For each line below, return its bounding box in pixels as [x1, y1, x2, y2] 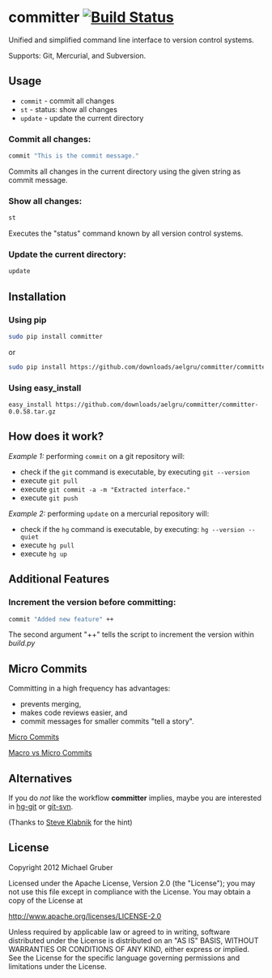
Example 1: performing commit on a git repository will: [8, 451, 185, 461]
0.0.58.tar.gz [8, 408, 57, 416]
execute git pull [19, 475, 79, 485]
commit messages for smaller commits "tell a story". [19, 716, 194, 726]
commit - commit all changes [19, 96, 115, 106]
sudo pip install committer [8, 332, 104, 340]
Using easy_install [8, 382, 82, 393]
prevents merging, [19, 699, 82, 709]
